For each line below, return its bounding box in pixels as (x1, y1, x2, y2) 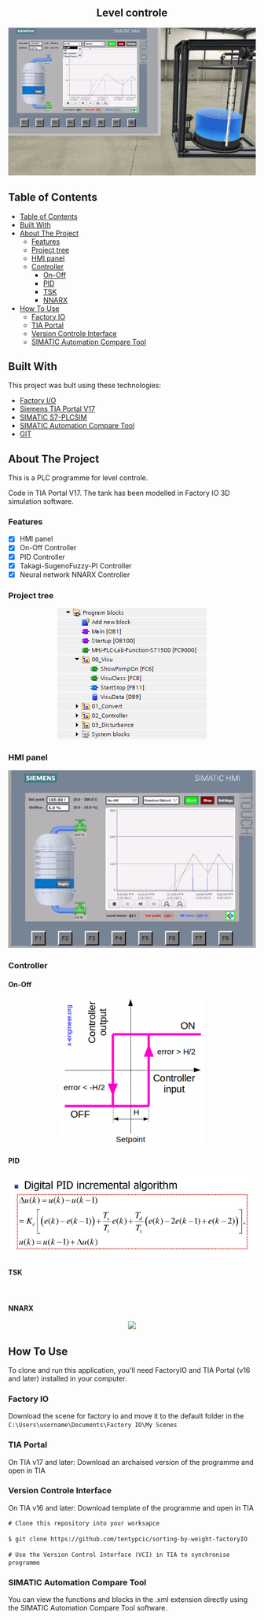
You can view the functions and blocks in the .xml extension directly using (8, 1595, 248, 1604)
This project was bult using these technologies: (8, 381, 161, 390)
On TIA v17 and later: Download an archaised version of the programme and (8, 1457, 254, 1467)
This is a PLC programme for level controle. (8, 473, 148, 483)
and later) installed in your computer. (8, 1374, 127, 1383)
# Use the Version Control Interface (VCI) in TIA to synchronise (8, 1551, 230, 1559)
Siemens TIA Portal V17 (19, 405, 96, 414)
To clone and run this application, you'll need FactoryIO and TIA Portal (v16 (8, 1365, 251, 1374)
